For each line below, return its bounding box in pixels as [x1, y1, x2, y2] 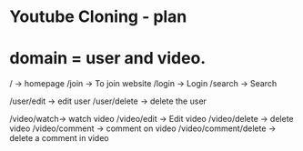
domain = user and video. [9, 48, 207, 69]
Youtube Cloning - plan [9, 6, 187, 27]
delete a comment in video [9, 133, 109, 144]
